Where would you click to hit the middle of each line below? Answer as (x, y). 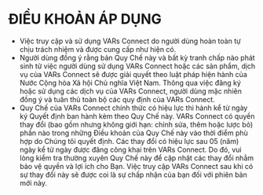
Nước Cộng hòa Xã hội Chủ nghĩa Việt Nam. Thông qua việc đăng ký (130, 83)
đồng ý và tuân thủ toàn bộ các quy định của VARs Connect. (117, 99)
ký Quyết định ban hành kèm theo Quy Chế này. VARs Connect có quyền (137, 116)
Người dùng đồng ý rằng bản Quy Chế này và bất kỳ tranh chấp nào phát (137, 57)
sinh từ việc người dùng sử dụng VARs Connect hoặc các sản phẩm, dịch (137, 66)
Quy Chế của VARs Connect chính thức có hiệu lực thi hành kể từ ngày (133, 108)
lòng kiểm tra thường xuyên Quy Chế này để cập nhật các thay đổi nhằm (137, 158)
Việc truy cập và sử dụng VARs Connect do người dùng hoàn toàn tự (130, 41)
